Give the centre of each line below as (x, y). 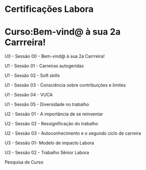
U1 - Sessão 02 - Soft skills (32, 76)
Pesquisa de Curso (24, 162)
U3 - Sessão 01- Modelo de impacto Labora (49, 143)
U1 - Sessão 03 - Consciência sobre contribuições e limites (65, 85)
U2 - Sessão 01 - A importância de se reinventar (54, 114)
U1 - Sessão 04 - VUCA (29, 95)
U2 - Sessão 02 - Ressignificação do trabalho (51, 124)
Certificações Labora (49, 9)
